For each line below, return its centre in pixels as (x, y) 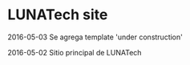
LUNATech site (58, 15)
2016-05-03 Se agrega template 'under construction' (95, 37)
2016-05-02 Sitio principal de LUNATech (75, 52)
